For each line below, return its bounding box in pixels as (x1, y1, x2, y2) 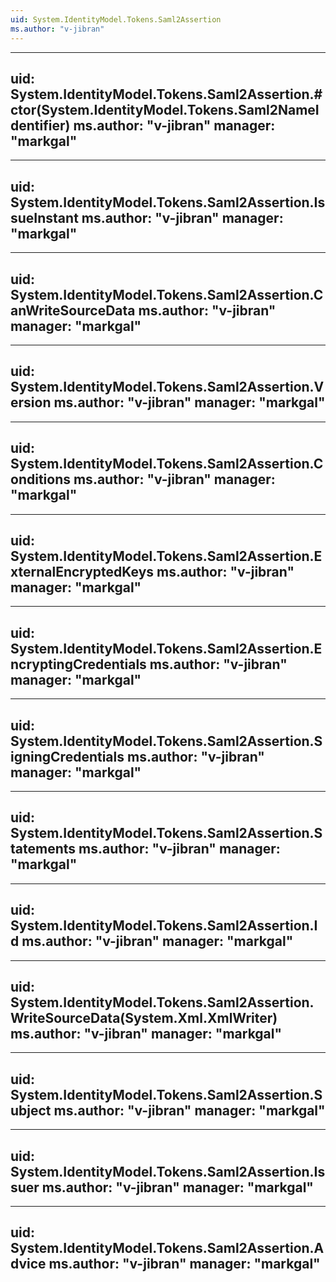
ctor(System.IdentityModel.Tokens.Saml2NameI (10, 101, 320, 118)
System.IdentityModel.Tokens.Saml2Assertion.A (10, 1240, 325, 1257)
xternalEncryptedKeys (10, 563, 155, 580)
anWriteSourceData (10, 302, 136, 319)
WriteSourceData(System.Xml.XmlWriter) (10, 1010, 278, 1027)
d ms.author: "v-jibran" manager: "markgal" (10, 933, 294, 950)
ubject (10, 1102, 52, 1119)
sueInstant (10, 209, 79, 226)
